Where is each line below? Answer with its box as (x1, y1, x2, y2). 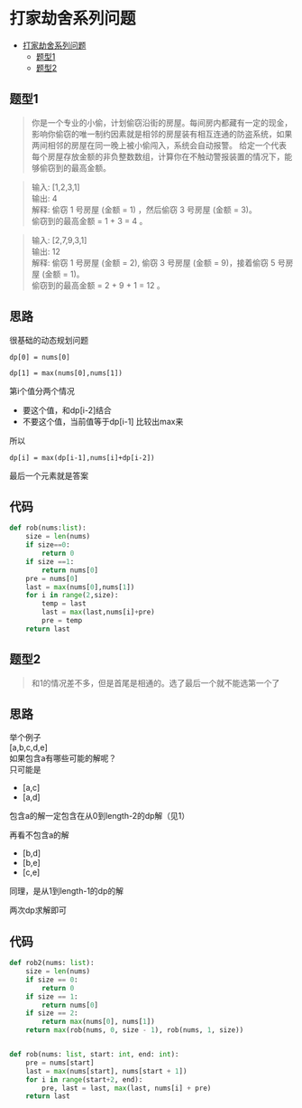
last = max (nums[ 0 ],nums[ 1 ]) (25, 582, 135, 592)
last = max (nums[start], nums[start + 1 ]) (25, 1066, 188, 1075)
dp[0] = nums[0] (9, 352, 70, 362)
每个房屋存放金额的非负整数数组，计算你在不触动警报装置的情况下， (31, 151, 285, 162)
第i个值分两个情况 (9, 385, 75, 396)
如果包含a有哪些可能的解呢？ (9, 753, 117, 764)
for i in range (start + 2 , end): (25, 1075, 143, 1085)
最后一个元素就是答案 (9, 470, 88, 481)
